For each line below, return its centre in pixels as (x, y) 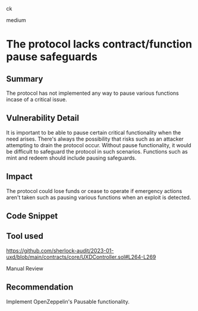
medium (16, 20)
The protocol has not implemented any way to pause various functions (93, 93)
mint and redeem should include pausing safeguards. (71, 158)
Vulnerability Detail (43, 118)
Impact (19, 177)
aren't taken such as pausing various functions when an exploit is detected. (99, 197)
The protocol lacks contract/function (99, 44)
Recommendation (40, 287)
